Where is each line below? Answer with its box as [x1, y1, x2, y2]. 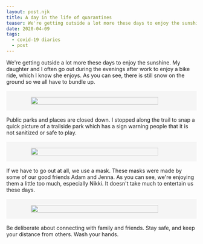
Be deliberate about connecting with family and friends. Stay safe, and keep [6, 224, 195, 231]
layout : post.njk [6, 8, 50, 15]
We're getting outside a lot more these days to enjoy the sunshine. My [6, 58, 181, 66]
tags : [6, 31, 20, 37]
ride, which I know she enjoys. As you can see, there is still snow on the [6, 72, 185, 79]
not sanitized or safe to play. [6, 129, 77, 136]
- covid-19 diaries [11, 37, 61, 43]
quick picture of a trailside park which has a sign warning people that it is [6, 122, 188, 130]
